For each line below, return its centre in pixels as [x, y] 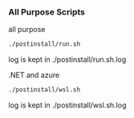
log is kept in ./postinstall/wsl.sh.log [67, 105]
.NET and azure [34, 75]
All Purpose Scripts [47, 12]
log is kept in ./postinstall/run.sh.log [67, 59]
